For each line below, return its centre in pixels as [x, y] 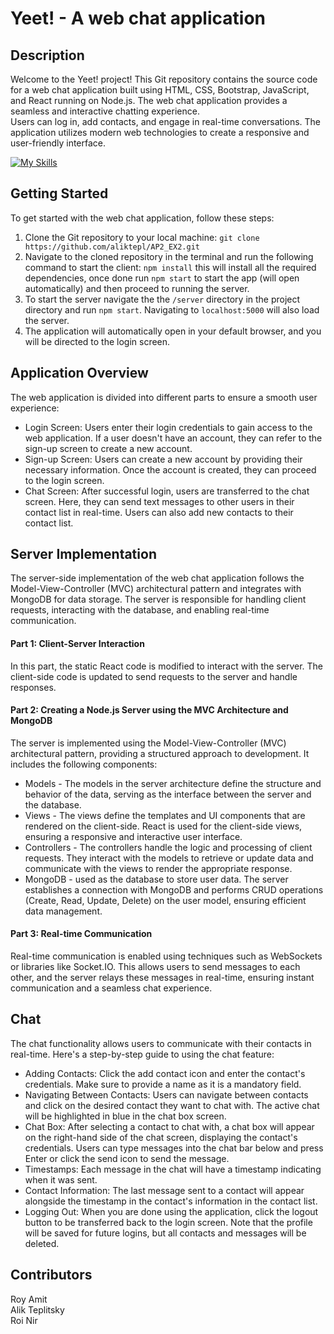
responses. [33, 687]
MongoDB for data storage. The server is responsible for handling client [158, 599]
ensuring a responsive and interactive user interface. [133, 836]
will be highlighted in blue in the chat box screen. [125, 1116]
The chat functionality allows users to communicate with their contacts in [161, 1043]
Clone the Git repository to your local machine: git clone [142, 237]
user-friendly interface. [58, 143]
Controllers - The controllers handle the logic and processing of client [168, 847]
